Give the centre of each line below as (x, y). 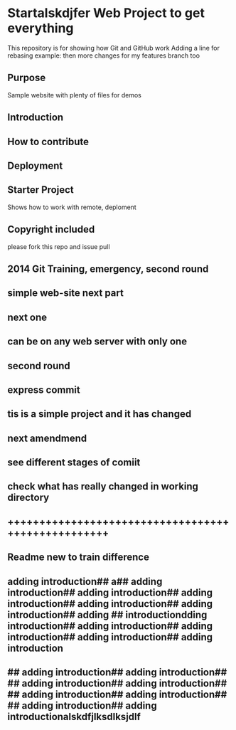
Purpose (27, 78)
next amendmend (47, 438)
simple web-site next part (66, 293)
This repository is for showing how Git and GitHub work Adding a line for (114, 48)
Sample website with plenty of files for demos (75, 95)
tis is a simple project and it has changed (100, 414)
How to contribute (48, 141)
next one (27, 317)
